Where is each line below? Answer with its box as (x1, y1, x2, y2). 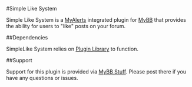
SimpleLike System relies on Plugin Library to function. (6, 45, 138, 52)
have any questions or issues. (6, 75, 78, 81)
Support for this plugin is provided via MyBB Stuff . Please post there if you (6, 68, 187, 75)
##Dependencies (6, 34, 48, 41)
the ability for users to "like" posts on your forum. (6, 23, 126, 29)
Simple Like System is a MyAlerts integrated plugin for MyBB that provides (6, 16, 187, 23)
